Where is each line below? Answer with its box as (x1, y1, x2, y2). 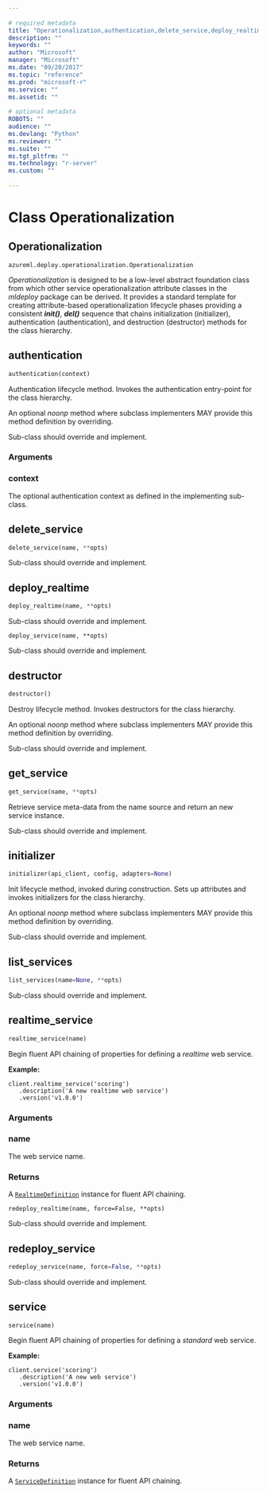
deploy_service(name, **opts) (8, 632, 109, 640)
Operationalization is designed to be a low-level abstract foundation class (8, 275, 250, 285)
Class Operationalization (8, 208, 175, 227)
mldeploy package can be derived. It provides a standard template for (8, 292, 237, 301)
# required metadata (8, 19, 77, 27)
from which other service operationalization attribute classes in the (8, 283, 228, 293)
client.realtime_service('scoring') (8, 1080, 130, 1088)
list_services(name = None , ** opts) (8, 976, 123, 984)
